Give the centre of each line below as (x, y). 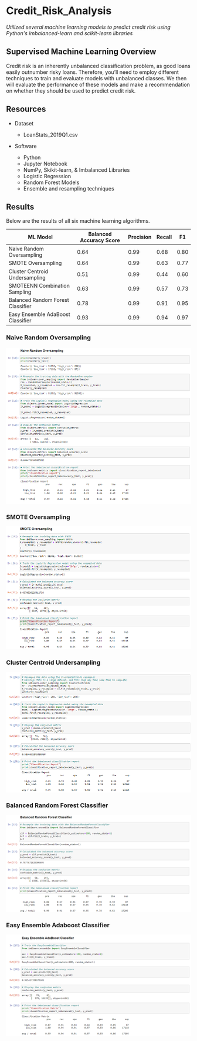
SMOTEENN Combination (39, 285)
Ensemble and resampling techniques (69, 188)
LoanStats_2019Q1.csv (50, 135)
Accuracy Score (100, 240)
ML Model (40, 237)
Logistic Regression (47, 176)
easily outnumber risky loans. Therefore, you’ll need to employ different (92, 72)
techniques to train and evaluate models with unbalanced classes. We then (96, 78)
